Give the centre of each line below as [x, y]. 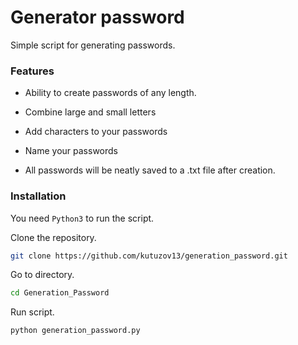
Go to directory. [42, 275]
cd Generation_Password [60, 293]
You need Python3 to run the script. [82, 218]
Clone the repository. [53, 237]
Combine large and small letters [90, 112]
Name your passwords [71, 151]
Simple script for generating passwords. [93, 45]
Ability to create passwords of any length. [110, 93]
